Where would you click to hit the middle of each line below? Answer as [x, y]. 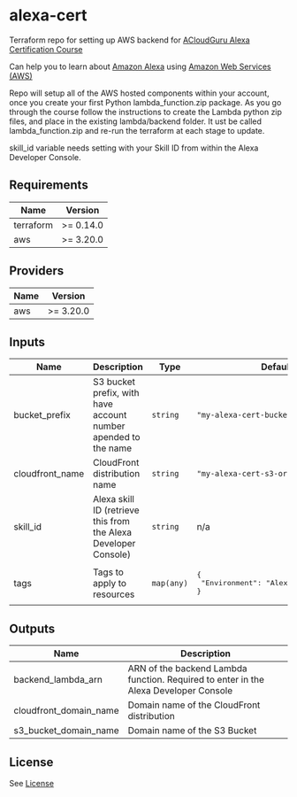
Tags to [108, 572]
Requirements [49, 186]
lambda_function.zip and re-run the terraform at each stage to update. [137, 130]
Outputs [32, 628]
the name [112, 448]
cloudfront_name [49, 474]
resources [114, 594]
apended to [116, 437]
